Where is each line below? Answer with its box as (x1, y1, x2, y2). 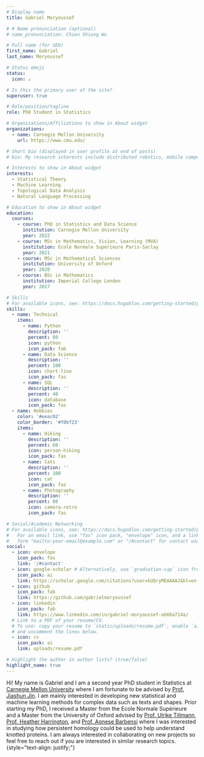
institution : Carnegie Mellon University (22, 227, 129, 233)
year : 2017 (22, 283, 50, 290)
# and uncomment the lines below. (12, 628, 99, 634)
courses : (12, 216, 34, 222)
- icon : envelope (12, 549, 56, 555)
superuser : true (6, 93, 47, 99)
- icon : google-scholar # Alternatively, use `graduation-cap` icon (12, 566, 189, 572)
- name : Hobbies (12, 408, 53, 414)
